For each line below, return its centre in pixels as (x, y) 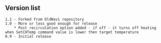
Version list (23, 8)
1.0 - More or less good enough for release (51, 23)
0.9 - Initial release (28, 36)
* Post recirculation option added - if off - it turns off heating (85, 28)
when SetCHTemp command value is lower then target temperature (72, 32)
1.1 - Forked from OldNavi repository (45, 19)
